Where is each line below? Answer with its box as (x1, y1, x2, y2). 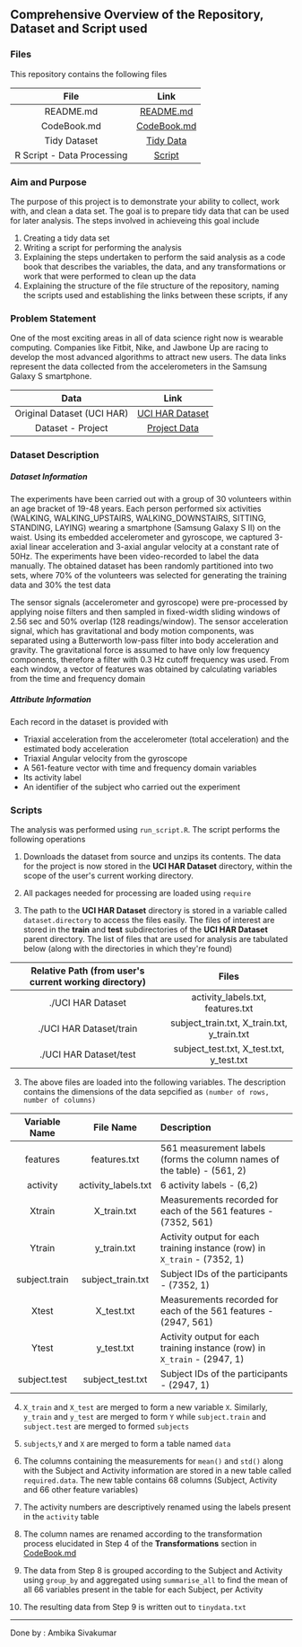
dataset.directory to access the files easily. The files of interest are (22, 915, 275, 926)
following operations (10, 834, 86, 845)
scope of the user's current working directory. (22, 870, 194, 881)
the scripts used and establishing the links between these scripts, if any (22, 289, 289, 300)
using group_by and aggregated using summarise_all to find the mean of (22, 1575, 289, 1586)
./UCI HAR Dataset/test (39, 1048, 136, 1061)
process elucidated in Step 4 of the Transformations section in (22, 1538, 257, 1549)
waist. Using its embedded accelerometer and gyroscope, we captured (10, 532, 272, 542)
